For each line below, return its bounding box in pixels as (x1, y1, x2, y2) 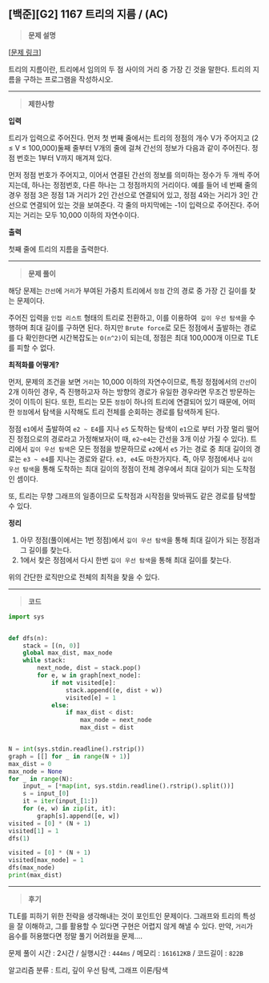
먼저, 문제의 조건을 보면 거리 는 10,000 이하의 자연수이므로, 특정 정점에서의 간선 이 (8, 377, 258, 386)
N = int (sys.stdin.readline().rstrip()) (8, 745, 146, 753)
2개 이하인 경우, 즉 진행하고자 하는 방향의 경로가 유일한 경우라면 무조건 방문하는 (8, 387, 256, 397)
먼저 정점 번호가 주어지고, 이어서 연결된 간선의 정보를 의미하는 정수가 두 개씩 (8, 170, 246, 179)
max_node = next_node (79, 716, 152, 724)
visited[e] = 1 (65, 694, 116, 702)
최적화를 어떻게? (8, 360, 60, 369)
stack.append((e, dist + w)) (65, 686, 163, 695)
